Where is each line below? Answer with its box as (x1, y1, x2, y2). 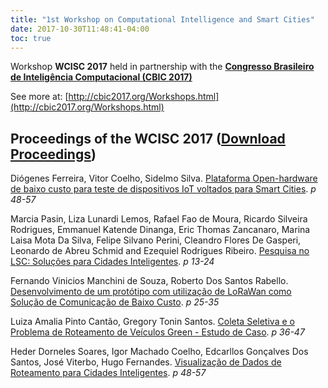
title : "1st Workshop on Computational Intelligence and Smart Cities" (10, 14, 315, 25)
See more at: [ (10, 91, 69, 103)
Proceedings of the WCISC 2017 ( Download (10, 130, 286, 147)
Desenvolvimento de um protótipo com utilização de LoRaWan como (10, 286, 292, 298)
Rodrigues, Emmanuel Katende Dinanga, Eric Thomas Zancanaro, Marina (10, 224, 311, 236)
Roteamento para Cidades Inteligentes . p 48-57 (10, 367, 207, 379)
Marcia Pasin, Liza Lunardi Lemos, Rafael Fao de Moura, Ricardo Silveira (10, 213, 308, 225)
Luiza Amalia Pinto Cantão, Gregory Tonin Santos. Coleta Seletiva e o (10, 316, 295, 328)
